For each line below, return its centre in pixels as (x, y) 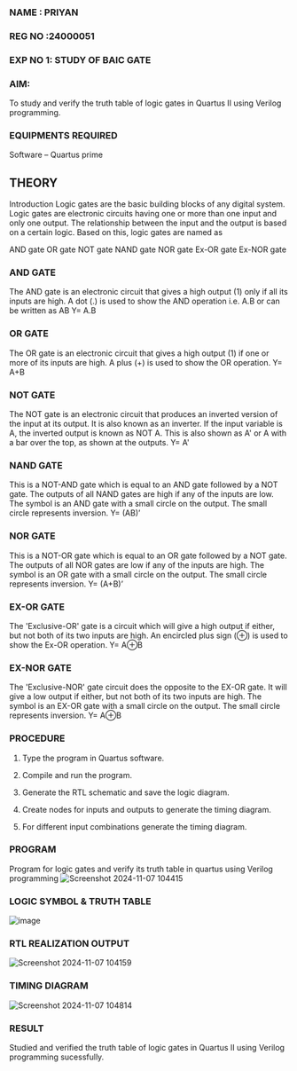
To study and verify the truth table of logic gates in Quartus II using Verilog (145, 103)
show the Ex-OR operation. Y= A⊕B (76, 644)
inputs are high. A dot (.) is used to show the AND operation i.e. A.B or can (145, 301)
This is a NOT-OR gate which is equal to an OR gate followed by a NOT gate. (148, 555)
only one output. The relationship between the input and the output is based (148, 223)
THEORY (34, 182)
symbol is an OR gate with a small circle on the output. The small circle (138, 574)
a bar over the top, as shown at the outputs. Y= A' (100, 443)
